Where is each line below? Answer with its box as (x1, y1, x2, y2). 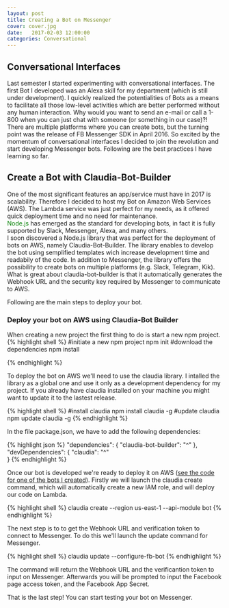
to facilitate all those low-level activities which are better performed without (7, 101, 220, 109)
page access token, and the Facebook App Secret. (7, 580, 150, 588)
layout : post (7, 10, 44, 17)
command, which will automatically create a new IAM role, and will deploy (7, 483, 215, 491)
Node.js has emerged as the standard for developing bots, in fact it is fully (7, 219, 215, 227)
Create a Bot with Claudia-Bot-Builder (7, 172, 172, 184)
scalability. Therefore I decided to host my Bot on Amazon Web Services (7, 197, 211, 206)
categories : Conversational (7, 36, 87, 42)
